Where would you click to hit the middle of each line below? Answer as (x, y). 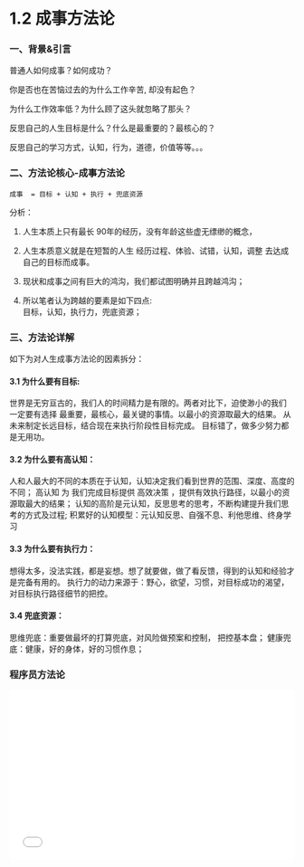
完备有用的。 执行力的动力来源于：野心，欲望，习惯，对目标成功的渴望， (153, 582)
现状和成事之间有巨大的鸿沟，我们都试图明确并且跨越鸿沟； (133, 281)
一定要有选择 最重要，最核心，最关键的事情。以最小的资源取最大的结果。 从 (150, 414)
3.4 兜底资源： (37, 615)
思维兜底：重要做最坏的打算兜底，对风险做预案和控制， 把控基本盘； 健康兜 (150, 637)
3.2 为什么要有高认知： (52, 459)
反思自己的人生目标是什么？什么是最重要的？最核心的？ (112, 129)
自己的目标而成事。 (58, 262)
